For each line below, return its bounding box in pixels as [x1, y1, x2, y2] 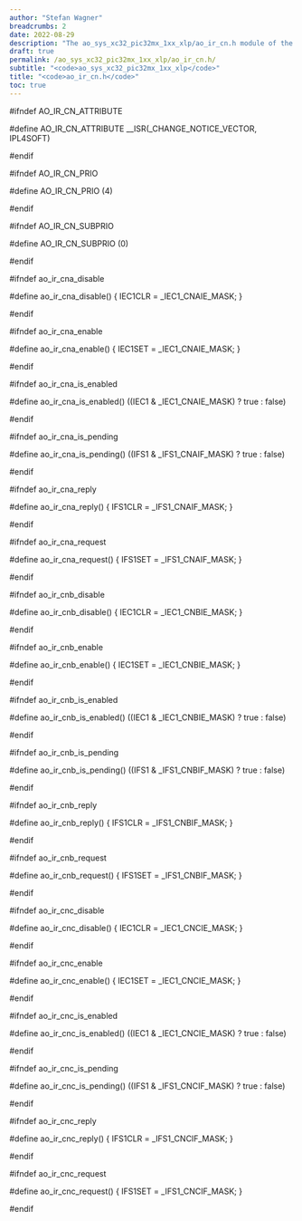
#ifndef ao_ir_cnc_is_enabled [9, 1010, 118, 1021]
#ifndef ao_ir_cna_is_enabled [9, 378, 118, 389]
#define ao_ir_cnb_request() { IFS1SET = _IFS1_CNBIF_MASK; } [9, 870, 242, 880]
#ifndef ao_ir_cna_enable [9, 325, 103, 336]
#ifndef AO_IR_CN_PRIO [9, 168, 99, 178]
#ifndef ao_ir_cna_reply [9, 484, 97, 495]
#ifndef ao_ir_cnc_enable [9, 957, 103, 968]
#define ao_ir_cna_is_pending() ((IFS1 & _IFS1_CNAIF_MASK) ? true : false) [9, 448, 286, 459]
